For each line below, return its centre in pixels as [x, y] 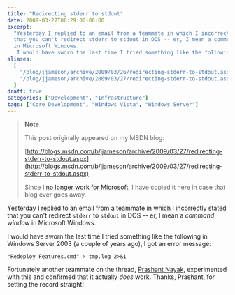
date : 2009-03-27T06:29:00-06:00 [56, 20]
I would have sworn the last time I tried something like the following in [107, 236]
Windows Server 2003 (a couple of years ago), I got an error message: [109, 243]
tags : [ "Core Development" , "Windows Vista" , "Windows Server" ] [103, 105]
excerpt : [20, 27]
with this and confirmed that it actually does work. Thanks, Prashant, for [111, 277]
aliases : [20, 59]
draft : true [24, 91]
